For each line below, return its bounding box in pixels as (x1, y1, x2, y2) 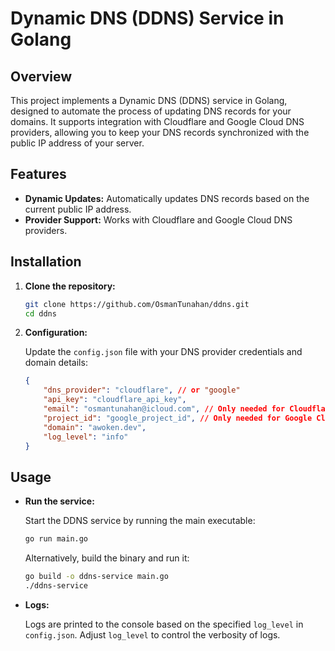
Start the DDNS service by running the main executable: (24, 515, 256, 527)
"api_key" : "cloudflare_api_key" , (43, 395, 187, 405)
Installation (10, 253, 82, 271)
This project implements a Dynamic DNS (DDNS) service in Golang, (10, 95, 288, 106)
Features (10, 166, 67, 183)
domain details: (24, 357, 88, 369)
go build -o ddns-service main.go (24, 572, 169, 582)
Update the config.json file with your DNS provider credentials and (24, 346, 303, 358)
